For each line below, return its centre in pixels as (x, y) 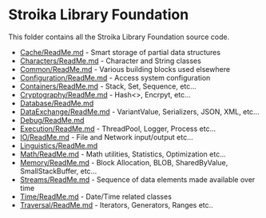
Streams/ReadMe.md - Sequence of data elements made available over (137, 179)
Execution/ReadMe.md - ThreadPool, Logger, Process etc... (118, 129)
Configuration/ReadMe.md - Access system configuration (115, 77)
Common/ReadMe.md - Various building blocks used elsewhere (125, 69)
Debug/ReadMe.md (52, 120)
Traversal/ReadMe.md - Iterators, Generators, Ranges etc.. (116, 204)
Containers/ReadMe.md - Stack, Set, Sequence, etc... (108, 86)
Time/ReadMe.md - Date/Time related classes (95, 196)
